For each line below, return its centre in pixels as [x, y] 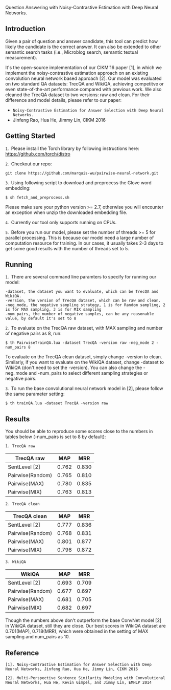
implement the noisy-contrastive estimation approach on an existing [77, 73]
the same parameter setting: [35, 394]
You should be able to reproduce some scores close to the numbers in [79, 432]
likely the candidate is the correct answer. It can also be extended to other [83, 47]
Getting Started [30, 136]
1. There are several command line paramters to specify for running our [81, 277]
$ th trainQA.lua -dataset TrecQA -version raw [57, 403]
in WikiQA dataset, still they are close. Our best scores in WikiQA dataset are [86, 626]
